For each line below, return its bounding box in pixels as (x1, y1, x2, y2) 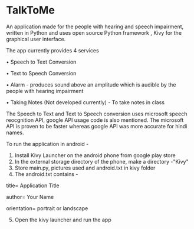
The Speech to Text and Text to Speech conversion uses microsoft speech (6, 110, 188, 117)
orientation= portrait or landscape (6, 204, 88, 212)
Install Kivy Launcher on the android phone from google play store (14, 151, 176, 159)
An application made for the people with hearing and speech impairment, (6, 23, 184, 30)
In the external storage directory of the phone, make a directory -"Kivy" (14, 158, 189, 165)
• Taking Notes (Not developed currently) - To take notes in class (6, 98, 165, 106)
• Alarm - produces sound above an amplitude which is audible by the (6, 81, 176, 88)
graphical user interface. (6, 35, 66, 42)
